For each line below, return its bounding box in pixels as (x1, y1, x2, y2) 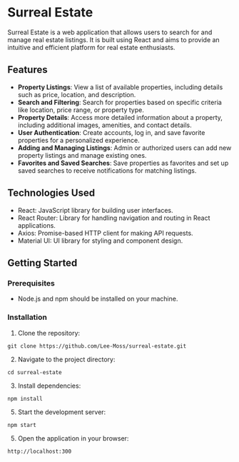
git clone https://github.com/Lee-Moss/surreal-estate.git (7, 342, 187, 350)
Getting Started (7, 256, 78, 268)
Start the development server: (17, 408, 106, 416)
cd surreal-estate (7, 368, 62, 376)
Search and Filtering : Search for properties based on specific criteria (17, 98, 223, 106)
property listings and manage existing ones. (17, 151, 147, 159)
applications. (17, 221, 56, 229)
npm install (7, 395, 43, 402)
